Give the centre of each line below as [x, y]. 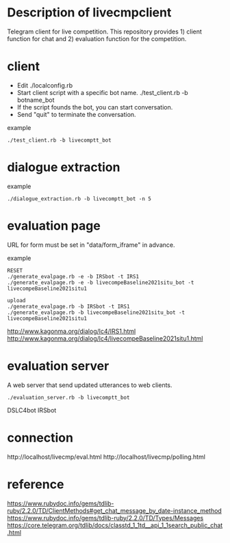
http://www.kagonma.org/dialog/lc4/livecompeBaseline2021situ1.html [105, 338]
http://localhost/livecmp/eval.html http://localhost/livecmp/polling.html [106, 457]
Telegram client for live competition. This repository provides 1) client [104, 31]
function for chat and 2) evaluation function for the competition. [97, 38]
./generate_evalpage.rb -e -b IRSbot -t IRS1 [73, 276]
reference [36, 484]
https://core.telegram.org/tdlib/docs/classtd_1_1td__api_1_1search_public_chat [115, 525]
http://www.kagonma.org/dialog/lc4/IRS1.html [72, 331]
